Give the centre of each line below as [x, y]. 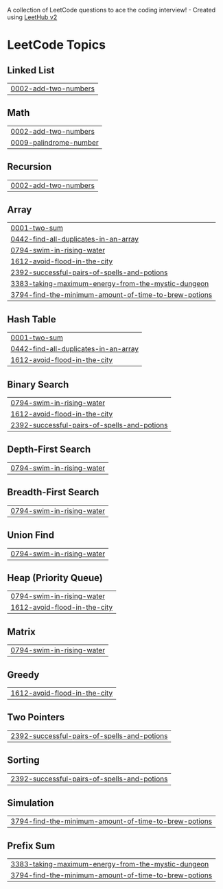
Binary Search [38, 384]
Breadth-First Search [53, 492]
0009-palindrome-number [55, 142]
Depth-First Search [49, 450]
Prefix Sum [31, 845]
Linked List [31, 70]
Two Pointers [36, 717]
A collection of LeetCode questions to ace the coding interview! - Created [111, 10]
